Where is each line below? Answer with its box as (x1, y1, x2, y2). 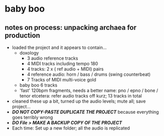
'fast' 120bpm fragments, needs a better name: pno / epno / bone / (19, 87, 158, 94)
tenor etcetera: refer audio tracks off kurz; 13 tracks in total (19, 93, 142, 99)
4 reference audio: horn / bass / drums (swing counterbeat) (27, 71, 151, 77)
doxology (19, 50, 39, 56)
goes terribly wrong (12, 114, 53, 120)
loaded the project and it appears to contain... (12, 44, 107, 51)
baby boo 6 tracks (19, 82, 57, 88)
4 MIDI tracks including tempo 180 (27, 61, 99, 66)
